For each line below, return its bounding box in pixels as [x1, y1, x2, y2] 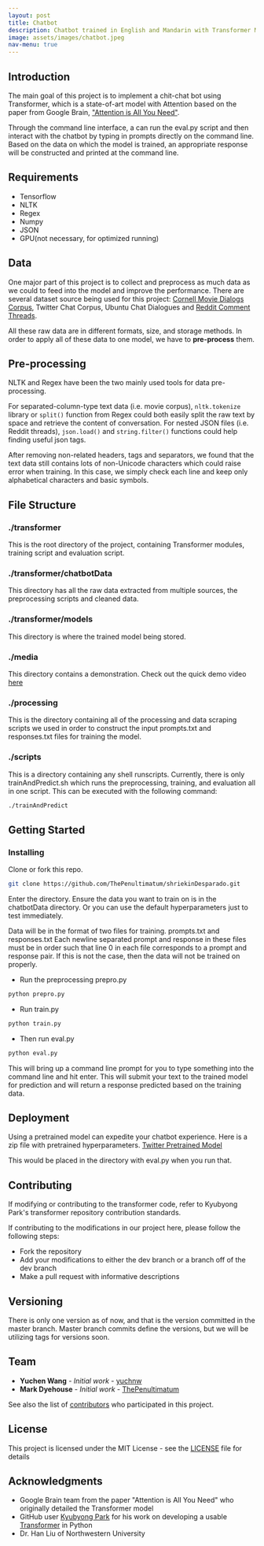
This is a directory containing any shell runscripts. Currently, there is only [8, 769, 245, 779]
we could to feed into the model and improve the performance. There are [8, 285, 245, 295]
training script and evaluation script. [8, 548, 125, 558]
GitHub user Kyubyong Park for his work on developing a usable [19, 1512, 228, 1522]
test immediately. [8, 910, 64, 920]
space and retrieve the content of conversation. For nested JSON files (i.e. [8, 418, 249, 428]
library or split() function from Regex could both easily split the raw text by [8, 410, 255, 420]
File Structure [8, 498, 76, 512]
